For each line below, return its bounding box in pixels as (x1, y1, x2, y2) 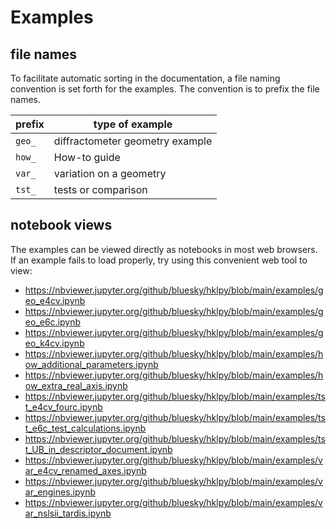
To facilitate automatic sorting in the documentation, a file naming (10, 72, 281, 84)
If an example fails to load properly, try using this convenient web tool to (10, 254, 308, 266)
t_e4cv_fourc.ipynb (24, 401, 103, 413)
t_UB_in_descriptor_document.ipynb (24, 443, 173, 455)
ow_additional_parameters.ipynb (24, 358, 159, 370)
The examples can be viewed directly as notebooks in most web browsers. (10, 243, 318, 255)
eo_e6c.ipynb (24, 316, 82, 328)
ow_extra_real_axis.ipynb (24, 379, 128, 391)
